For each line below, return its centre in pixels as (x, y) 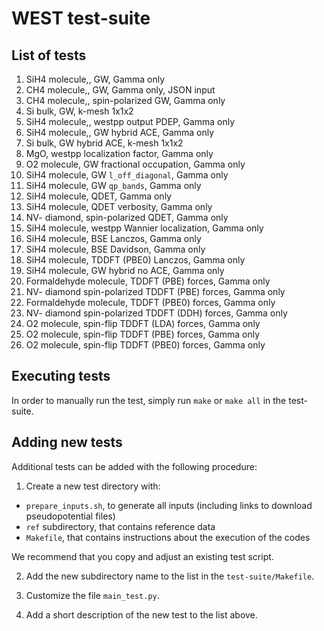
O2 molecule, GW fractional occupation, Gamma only (135, 164)
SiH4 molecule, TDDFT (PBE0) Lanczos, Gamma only (135, 260)
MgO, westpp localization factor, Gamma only (119, 153)
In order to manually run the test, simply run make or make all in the (149, 400)
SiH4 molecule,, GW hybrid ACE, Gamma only (120, 132)
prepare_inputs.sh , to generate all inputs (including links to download (169, 505)
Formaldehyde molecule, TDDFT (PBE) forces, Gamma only (148, 281)
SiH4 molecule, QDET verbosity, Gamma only (119, 206)
